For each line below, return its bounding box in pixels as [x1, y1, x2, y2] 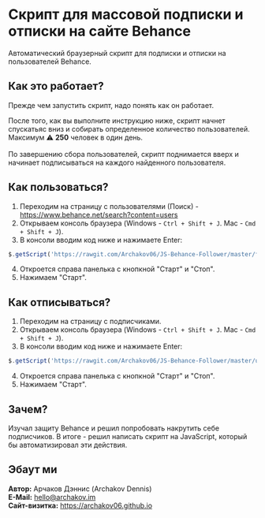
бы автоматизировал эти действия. [8, 440, 128, 449]
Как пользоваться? [8, 181, 109, 194]
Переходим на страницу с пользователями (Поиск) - [19, 201, 199, 211]
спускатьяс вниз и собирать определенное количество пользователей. [8, 124, 250, 133]
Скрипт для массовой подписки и [8, 6, 244, 24]
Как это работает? [8, 80, 104, 93]
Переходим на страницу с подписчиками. [19, 317, 162, 326]
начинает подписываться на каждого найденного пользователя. [8, 158, 226, 167]
